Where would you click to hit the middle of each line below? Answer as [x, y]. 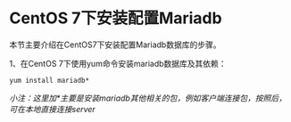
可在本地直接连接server [52, 109]
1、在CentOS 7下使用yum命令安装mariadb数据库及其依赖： [118, 63]
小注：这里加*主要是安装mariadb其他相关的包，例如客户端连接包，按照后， [148, 98]
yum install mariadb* [50, 80]
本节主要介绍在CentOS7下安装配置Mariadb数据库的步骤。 [115, 45]
